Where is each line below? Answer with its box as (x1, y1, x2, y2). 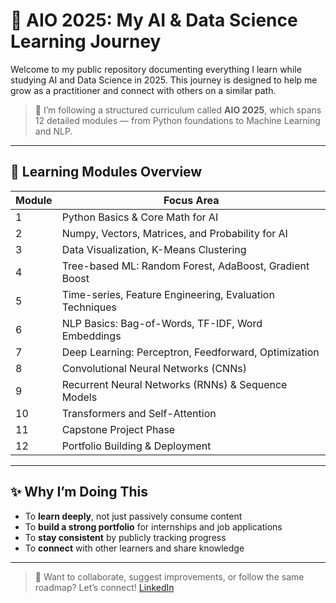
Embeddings (61, 329, 122, 343)
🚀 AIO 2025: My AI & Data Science (10, 9, 298, 32)
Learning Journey (10, 30, 162, 53)
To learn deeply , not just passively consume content (24, 510, 243, 522)
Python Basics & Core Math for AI (61, 210, 219, 224)
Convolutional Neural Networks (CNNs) (61, 361, 247, 375)
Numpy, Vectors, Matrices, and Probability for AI (61, 226, 288, 240)
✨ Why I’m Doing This (10, 484, 148, 501)
